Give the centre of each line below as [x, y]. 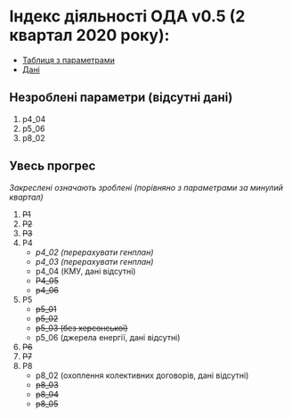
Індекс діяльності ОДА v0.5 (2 [127, 16]
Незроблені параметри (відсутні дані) [121, 98]
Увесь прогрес [53, 166]
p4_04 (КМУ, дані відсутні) [85, 271]
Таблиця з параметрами [69, 60]
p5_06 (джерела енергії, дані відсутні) [108, 337]
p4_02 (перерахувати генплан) [94, 252]
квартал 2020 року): [89, 35]
